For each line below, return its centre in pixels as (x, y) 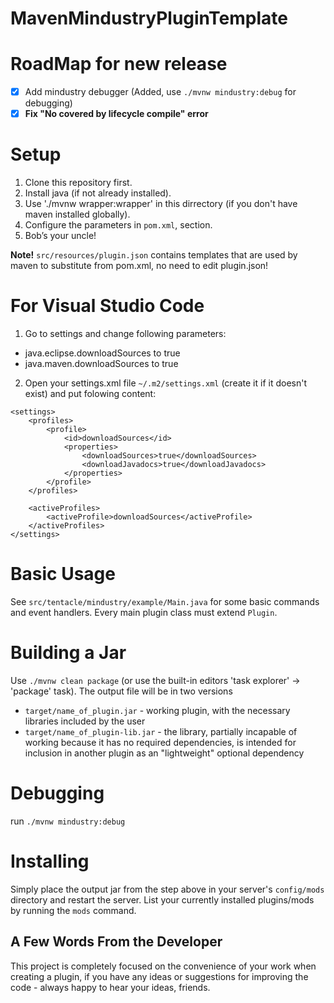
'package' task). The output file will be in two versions (121, 691)
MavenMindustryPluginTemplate (149, 18)
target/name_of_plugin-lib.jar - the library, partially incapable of (161, 731)
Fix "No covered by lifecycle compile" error (116, 114)
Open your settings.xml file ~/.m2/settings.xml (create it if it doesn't (165, 383)
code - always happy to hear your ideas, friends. (110, 987)
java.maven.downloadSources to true (101, 364)
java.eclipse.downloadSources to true (102, 353)
